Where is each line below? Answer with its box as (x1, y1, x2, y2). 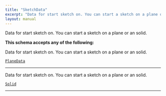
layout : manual (5, 16, 37, 21)
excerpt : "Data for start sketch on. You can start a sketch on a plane (5, 12, 158, 17)
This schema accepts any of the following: (5, 40, 94, 46)
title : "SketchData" (5, 7, 48, 12)
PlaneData (5, 59, 26, 64)
